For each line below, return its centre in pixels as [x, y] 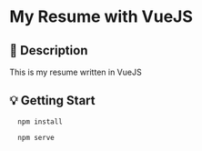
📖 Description [49, 50]
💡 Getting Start [52, 101]
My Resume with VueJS [101, 17]
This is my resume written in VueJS [76, 72]
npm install [40, 121]
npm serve [36, 137]
